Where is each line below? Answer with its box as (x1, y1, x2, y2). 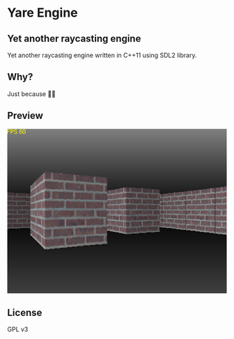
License (7, 307, 42, 319)
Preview (7, 110, 44, 122)
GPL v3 (7, 325, 29, 333)
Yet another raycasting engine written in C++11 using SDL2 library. (7, 51, 197, 59)
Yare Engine (7, 5, 78, 21)
